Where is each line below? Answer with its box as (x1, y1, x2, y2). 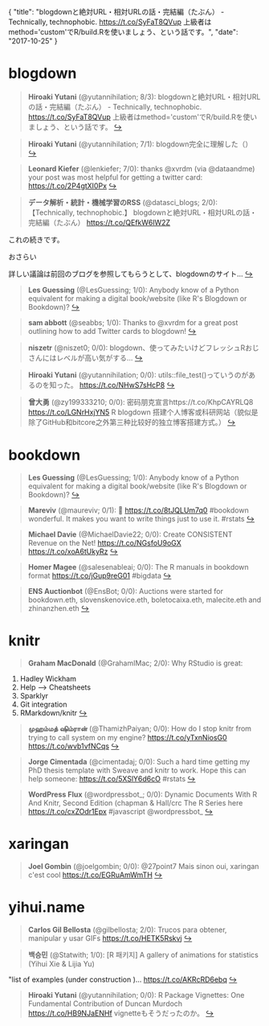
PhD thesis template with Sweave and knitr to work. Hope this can (27, 765, 247, 775)
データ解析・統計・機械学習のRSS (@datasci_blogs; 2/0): (27, 197, 218, 207)
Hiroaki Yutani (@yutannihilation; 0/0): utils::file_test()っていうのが (27, 369, 249, 380)
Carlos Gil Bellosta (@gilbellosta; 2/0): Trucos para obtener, (27, 925, 227, 934)
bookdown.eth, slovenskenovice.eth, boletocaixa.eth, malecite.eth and (27, 595, 262, 604)
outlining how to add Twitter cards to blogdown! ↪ (27, 326, 197, 336)
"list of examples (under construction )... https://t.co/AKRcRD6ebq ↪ (8, 974, 238, 984)
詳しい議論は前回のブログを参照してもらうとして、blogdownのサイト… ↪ (8, 269, 254, 278)
